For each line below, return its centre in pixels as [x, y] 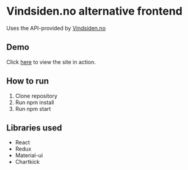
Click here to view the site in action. [51, 62]
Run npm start [33, 108]
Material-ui [29, 155]
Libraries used [34, 128]
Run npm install [34, 102]
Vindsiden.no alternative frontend [95, 11]
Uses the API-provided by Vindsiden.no [56, 28]
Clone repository [36, 96]
